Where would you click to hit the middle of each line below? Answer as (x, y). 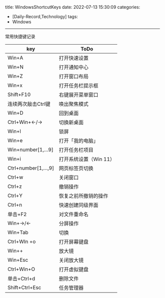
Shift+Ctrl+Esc (25, 287)
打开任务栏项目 (76, 150)
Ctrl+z (15, 186)
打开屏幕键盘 (74, 242)
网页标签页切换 (76, 168)
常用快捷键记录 (20, 37)
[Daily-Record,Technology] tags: (45, 16)
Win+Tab (18, 232)
